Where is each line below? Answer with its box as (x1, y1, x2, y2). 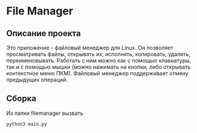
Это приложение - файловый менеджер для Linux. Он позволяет (6, 44, 173, 51)
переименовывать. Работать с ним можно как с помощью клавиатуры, (6, 57, 192, 64)
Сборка (6, 93, 36, 104)
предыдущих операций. (6, 76, 68, 83)
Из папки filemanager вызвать (6, 110, 83, 117)
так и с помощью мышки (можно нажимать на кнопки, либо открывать (6, 63, 191, 70)
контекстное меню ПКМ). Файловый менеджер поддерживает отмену (6, 70, 189, 76)
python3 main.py (6, 121, 47, 127)
